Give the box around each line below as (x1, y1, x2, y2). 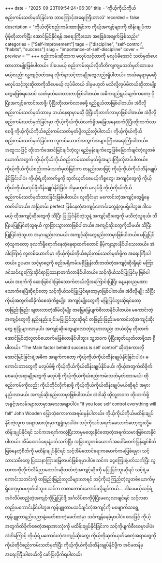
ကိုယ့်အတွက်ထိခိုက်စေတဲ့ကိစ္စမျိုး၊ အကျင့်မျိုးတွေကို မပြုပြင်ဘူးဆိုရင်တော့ (5, 298, 141, 303)
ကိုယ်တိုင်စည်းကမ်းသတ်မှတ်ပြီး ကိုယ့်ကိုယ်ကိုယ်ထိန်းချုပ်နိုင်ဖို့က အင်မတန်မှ (5, 542, 144, 547)
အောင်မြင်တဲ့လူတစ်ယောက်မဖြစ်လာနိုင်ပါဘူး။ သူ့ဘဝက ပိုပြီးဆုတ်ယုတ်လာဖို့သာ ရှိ (5, 335, 156, 341)
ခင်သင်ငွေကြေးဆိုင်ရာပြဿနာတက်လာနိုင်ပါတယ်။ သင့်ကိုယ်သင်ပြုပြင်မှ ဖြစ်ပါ (5, 269, 150, 275)
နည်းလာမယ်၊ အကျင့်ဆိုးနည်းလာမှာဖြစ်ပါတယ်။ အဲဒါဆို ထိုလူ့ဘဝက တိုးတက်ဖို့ (5, 392, 149, 397)
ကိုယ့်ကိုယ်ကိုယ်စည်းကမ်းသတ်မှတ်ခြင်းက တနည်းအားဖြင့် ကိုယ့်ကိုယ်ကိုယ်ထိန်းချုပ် (5, 166, 157, 171)
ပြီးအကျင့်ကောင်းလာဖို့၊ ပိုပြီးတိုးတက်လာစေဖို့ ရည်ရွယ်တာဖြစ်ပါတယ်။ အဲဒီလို (5, 100, 147, 106)
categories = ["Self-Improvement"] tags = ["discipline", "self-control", (5, 41, 144, 47)
